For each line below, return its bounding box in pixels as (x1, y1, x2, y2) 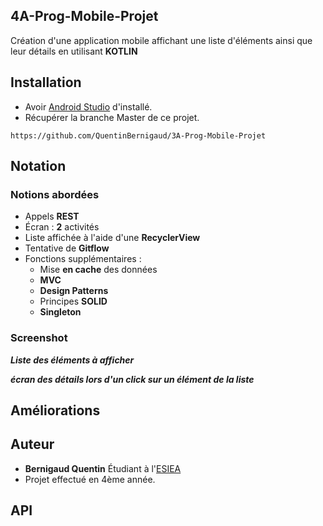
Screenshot (10, 331, 68, 345)
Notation (10, 158, 67, 175)
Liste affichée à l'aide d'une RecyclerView (24, 232, 201, 244)
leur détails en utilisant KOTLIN (10, 45, 138, 57)
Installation (10, 74, 82, 91)
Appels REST (24, 210, 80, 223)
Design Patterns (39, 285, 109, 297)
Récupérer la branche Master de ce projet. (24, 111, 200, 123)
